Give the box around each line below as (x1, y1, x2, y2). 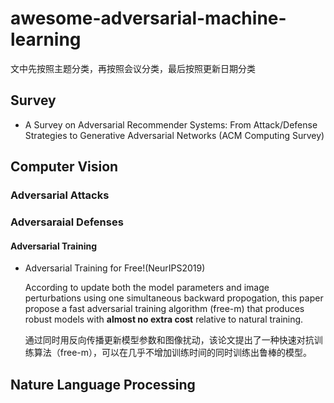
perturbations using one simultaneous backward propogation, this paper (24, 292, 324, 304)
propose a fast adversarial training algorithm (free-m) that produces (24, 303, 305, 315)
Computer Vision (10, 158, 119, 176)
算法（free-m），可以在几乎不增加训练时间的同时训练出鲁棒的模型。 (33, 347, 313, 359)
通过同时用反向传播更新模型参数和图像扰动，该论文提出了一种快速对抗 (24, 334, 315, 346)
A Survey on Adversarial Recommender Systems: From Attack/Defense (24, 118, 318, 131)
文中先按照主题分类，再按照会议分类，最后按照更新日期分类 (10, 62, 256, 74)
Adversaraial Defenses (10, 215, 124, 229)
